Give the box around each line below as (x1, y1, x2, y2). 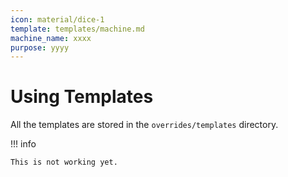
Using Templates (10, 86, 154, 108)
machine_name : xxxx (10, 33, 92, 43)
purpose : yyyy (10, 42, 70, 53)
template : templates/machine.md (10, 24, 145, 34)
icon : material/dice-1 (10, 14, 105, 25)
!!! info (10, 138, 37, 150)
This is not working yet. (10, 157, 118, 168)
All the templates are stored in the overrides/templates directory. (10, 119, 279, 131)
